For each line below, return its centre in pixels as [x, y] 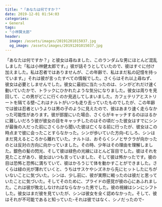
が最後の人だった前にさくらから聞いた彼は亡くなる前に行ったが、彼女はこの [81, 127]
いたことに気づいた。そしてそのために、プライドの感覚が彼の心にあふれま [79, 181]
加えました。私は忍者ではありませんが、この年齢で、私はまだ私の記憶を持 [79, 72]
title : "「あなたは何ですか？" [33, 9]
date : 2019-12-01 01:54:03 [32, 14]
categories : [17, 18]
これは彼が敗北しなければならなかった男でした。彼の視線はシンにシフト [85, 187]
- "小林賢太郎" [19, 32]
